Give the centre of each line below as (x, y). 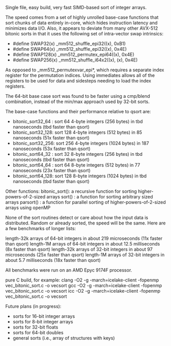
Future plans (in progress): (33, 306)
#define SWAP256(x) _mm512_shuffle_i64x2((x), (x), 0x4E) (75, 60)
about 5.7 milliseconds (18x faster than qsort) (53, 260)
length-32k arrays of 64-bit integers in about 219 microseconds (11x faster (84, 238)
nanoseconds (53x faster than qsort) (52, 149)
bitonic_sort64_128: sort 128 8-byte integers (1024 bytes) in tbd (80, 176)
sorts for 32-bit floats (35, 327)
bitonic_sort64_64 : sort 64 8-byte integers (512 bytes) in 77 (76, 165)
